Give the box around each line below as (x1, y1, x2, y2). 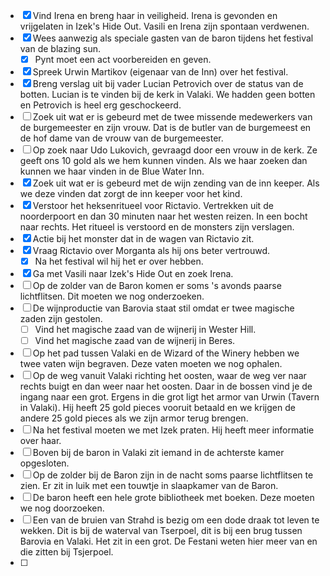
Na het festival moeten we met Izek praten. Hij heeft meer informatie (32, 424, 315, 436)
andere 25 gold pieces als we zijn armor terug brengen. (19, 412, 249, 424)
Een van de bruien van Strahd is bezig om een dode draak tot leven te (32, 514, 320, 526)
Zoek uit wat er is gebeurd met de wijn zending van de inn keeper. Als (32, 177, 320, 189)
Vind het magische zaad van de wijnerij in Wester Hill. (34, 324, 257, 336)
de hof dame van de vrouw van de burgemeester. (19, 132, 224, 144)
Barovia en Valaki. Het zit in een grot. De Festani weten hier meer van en (19, 535, 318, 548)
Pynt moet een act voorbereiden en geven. (34, 54, 212, 65)
